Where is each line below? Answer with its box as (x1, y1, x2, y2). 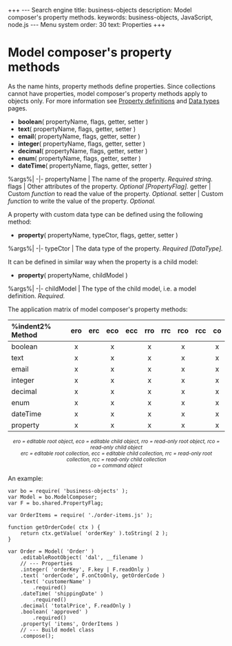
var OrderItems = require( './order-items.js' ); (8, 511, 154, 518)
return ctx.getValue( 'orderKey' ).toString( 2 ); (20, 529, 169, 537)
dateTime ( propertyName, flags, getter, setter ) (17, 161, 152, 170)
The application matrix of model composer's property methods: (8, 305, 188, 313)
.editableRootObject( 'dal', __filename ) (20, 554, 144, 561)
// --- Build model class (20, 626, 95, 634)
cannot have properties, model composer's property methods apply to (8, 89, 208, 97)
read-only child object (89, 444, 143, 451)
